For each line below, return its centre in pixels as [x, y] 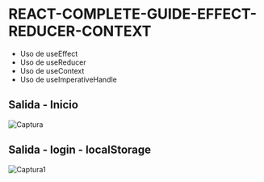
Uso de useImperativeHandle [68, 79]
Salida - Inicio [44, 105]
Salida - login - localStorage [80, 150]
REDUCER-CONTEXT [80, 31]
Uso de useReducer [53, 62]
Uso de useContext [52, 70]
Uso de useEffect [49, 53]
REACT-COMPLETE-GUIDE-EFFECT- [132, 14]
